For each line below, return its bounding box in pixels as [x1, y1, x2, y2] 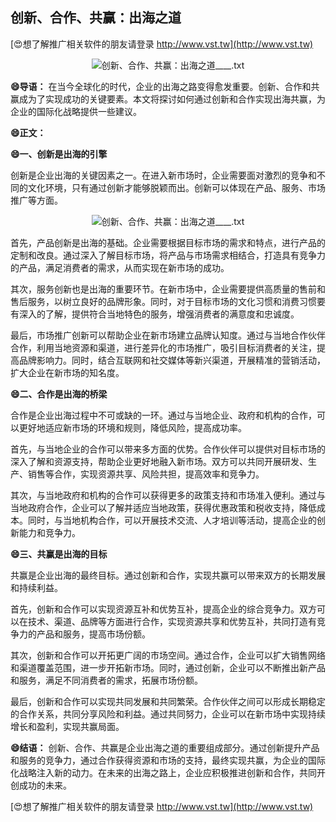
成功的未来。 [18, 779, 72, 791]
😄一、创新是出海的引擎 [10, 148, 108, 160]
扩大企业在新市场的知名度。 [10, 366, 125, 378]
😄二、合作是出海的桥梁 [10, 388, 108, 400]
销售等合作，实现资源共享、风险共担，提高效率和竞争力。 [27, 468, 265, 480]
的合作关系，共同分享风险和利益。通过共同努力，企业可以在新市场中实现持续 [10, 708, 326, 720]
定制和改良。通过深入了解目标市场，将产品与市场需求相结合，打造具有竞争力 [10, 249, 326, 261]
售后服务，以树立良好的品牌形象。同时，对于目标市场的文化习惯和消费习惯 [10, 295, 317, 307]
